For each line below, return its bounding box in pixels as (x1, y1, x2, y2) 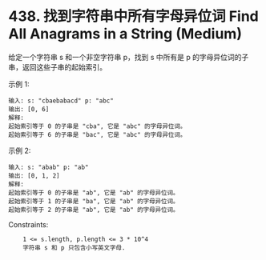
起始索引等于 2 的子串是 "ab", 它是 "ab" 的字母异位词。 (8, 206, 179, 214)
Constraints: (8, 219, 49, 229)
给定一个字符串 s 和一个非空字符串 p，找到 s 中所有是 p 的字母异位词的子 (8, 52, 249, 62)
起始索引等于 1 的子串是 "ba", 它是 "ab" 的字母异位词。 (8, 197, 179, 205)
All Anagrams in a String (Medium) (8, 25, 243, 43)
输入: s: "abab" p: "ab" (8, 163, 89, 171)
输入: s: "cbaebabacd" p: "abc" (8, 97, 114, 105)
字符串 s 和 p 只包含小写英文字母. (22, 243, 126, 252)
